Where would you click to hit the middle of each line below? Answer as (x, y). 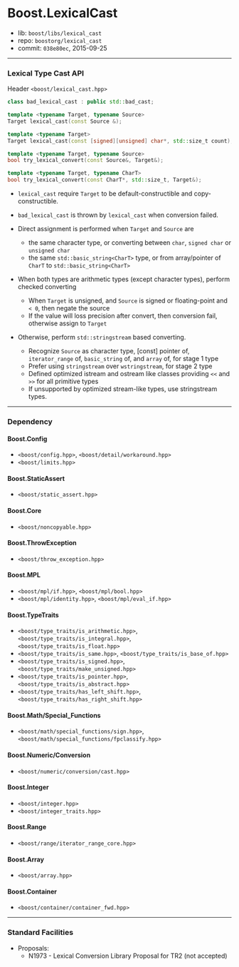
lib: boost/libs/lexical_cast (59, 33)
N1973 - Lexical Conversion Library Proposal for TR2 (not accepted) (128, 956)
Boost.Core (25, 511)
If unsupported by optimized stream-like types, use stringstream (123, 389)
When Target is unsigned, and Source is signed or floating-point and (128, 300)
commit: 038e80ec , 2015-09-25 (63, 48)
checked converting (47, 287)
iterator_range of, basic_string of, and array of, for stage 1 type (123, 359)
